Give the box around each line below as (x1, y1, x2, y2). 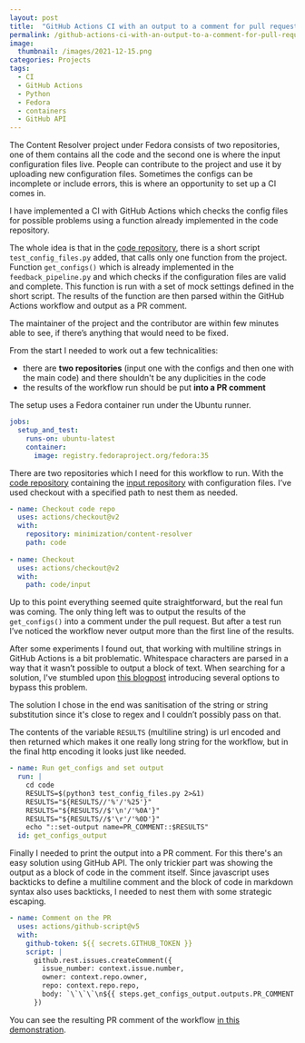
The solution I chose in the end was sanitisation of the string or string (9, 700, 269, 710)
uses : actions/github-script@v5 (17, 922, 141, 931)
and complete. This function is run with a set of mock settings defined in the (9, 281, 295, 292)
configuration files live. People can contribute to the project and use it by (9, 159, 282, 170)
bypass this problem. (9, 682, 88, 693)
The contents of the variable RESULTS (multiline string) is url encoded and (9, 727, 281, 738)
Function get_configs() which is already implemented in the (9, 262, 234, 273)
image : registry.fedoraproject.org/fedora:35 (33, 451, 209, 460)
